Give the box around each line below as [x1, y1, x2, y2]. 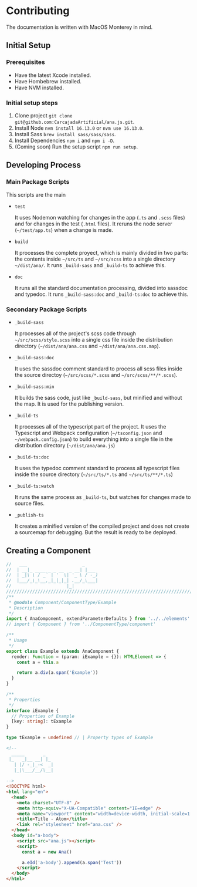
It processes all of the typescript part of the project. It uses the [14, 423, 167, 430]
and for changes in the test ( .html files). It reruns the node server [14, 220, 173, 227]
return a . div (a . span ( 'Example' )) [16, 670, 98, 676]
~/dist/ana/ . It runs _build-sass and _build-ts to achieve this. [14, 261, 166, 268]
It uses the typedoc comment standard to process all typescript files [14, 464, 180, 471]
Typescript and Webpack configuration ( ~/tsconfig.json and [14, 429, 162, 436]
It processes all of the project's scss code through [14, 330, 137, 337]
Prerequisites [6, 58, 45, 66]
